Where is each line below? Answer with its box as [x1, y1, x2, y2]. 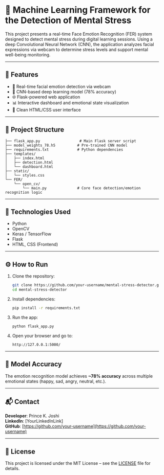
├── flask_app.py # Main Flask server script [5, 138, 137, 143]
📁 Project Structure [5, 126, 64, 134]
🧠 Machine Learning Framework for [5, 4, 151, 16]
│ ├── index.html [5, 156, 45, 160]
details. [5, 466, 20, 472]
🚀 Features [5, 70, 39, 79]
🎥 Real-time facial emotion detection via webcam [12, 83, 111, 90]
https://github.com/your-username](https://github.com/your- [23, 423, 146, 430]
